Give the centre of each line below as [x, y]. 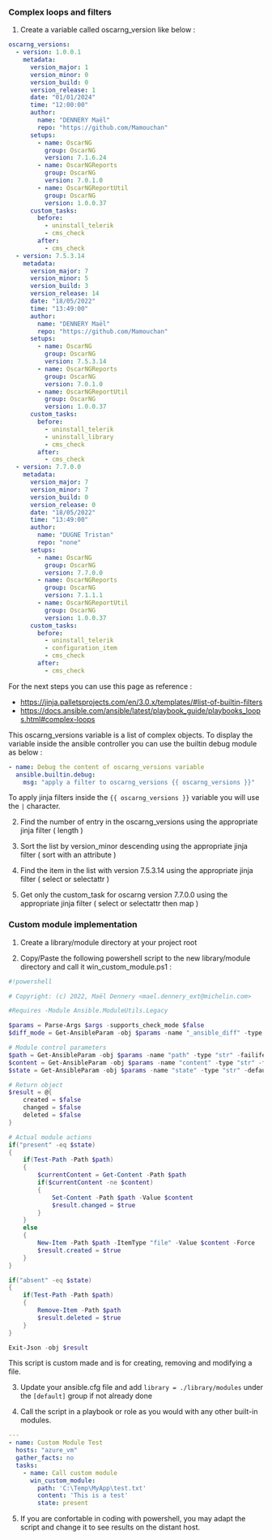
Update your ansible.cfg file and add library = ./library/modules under [142, 1387]
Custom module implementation [73, 925]
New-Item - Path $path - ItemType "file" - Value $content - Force [146, 1243]
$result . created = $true [79, 1250]
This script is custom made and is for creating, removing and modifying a [130, 1363]
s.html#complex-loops [57, 719]
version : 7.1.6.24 [75, 158]
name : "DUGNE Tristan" [76, 535]
